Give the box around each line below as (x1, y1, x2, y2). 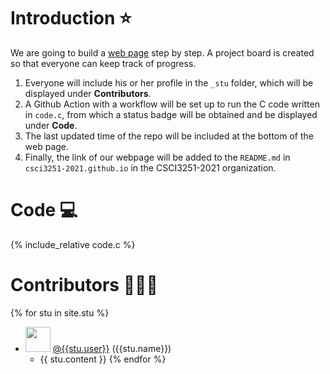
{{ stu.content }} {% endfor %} (39, 353, 167, 365)
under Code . (24, 119, 78, 131)
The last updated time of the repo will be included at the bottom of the (24, 130, 314, 142)
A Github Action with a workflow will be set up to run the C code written (24, 98, 320, 110)
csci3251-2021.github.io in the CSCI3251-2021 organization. (24, 161, 277, 174)
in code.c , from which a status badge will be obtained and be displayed (24, 108, 318, 120)
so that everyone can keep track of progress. (10, 57, 197, 69)
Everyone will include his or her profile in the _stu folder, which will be (24, 76, 314, 89)
